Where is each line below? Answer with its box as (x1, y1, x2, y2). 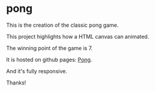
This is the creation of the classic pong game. (6, 21, 118, 29)
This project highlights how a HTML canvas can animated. (6, 33, 150, 40)
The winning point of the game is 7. (6, 44, 93, 52)
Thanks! (6, 79, 26, 86)
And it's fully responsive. (6, 67, 68, 74)
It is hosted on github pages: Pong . (6, 56, 93, 63)
